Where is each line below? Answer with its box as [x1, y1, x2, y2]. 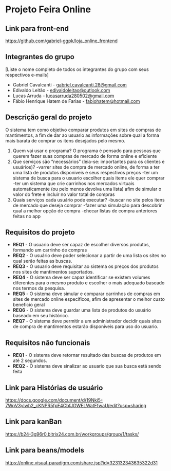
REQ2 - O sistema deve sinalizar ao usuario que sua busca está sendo [12, 363, 162, 369]
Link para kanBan [5, 418, 62, 426]
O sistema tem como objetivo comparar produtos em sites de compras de [5, 126, 161, 133]
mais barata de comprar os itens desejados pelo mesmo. [5, 137, 126, 143]
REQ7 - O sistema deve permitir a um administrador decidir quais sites [12, 318, 162, 324]
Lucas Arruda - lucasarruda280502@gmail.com [12, 93, 115, 99]
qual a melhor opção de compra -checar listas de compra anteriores [12, 207, 158, 214]
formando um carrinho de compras [12, 247, 87, 253]
